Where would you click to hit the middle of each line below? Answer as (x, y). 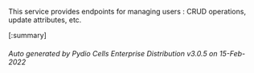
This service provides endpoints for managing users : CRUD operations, (127, 12)
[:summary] (27, 35)
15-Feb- (232, 53)
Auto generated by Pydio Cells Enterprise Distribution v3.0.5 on (113, 53)
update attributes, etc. (45, 20)
